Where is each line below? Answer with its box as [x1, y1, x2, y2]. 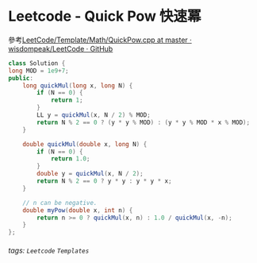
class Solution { [8, 59, 66, 68]
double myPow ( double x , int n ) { [22, 206, 133, 215]
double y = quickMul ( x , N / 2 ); [36, 170, 144, 178]
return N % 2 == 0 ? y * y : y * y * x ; [36, 177, 172, 185]
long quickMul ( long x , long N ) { [22, 81, 133, 90]
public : [8, 74, 34, 82]
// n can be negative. [22, 199, 98, 207]
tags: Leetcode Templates [8, 246, 90, 255]
